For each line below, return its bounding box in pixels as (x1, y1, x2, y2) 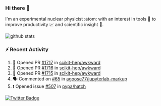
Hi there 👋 (5, 5, 30, 12)
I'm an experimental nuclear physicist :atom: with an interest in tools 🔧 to (5, 16, 156, 22)
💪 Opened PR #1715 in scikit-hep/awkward (12, 70, 101, 76)
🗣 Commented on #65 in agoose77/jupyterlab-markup (12, 75, 128, 82)
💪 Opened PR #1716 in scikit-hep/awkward (12, 65, 101, 71)
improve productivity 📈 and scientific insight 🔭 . (5, 22, 104, 28)
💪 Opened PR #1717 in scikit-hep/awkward (12, 59, 101, 65)
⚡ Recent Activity (5, 46, 49, 53)
